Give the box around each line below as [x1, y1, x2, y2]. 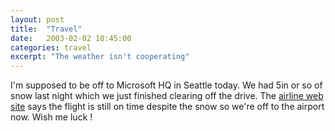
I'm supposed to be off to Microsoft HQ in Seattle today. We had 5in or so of [10, 79, 323, 91]
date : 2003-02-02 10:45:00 [10, 33, 132, 43]
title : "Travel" [10, 24, 83, 34]
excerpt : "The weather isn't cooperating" [10, 52, 190, 62]
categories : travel [10, 42, 92, 53]
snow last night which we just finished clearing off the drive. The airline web [10, 90, 324, 102]
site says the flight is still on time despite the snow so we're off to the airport [10, 101, 325, 113]
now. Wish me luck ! [10, 111, 93, 123]
